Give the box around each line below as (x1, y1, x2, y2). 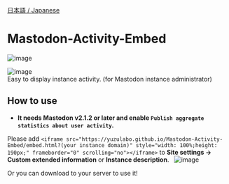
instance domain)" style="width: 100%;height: (79, 141, 218, 148)
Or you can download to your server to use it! (7, 169, 138, 177)
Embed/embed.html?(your (7, 141, 77, 148)
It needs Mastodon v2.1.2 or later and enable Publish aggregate (17, 114, 204, 122)
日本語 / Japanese (7, 6, 60, 14)
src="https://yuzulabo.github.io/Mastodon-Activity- (66, 135, 223, 143)
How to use (7, 95, 57, 107)
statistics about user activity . (17, 121, 114, 129)
